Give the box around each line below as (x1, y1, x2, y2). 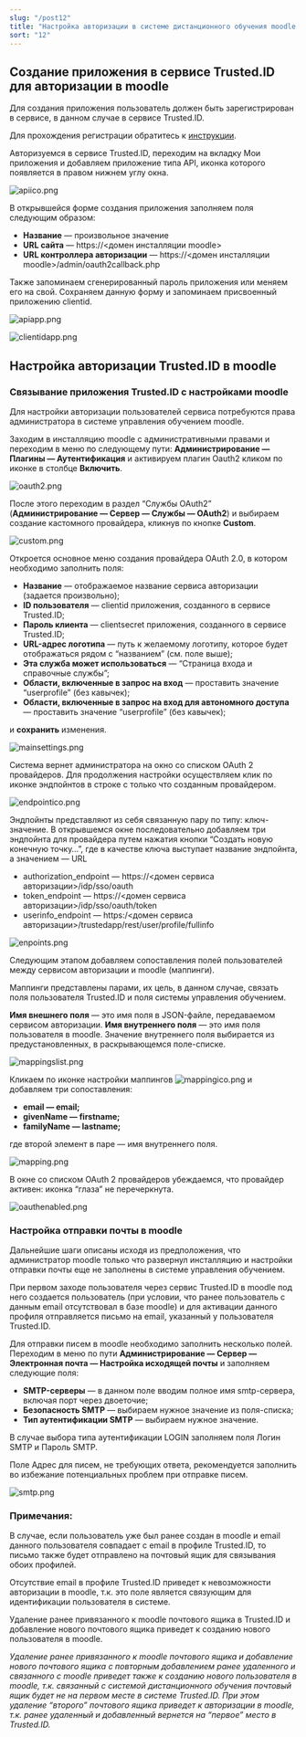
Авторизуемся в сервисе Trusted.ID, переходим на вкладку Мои (9, 148, 261, 159)
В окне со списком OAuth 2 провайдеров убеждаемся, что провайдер (9, 1174, 285, 1184)
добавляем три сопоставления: (9, 1083, 132, 1094)
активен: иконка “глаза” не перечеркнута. (9, 1184, 174, 1195)
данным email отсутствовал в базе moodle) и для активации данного (9, 1301, 279, 1312)
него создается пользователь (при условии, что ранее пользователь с (9, 1291, 286, 1302)
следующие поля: (9, 1367, 79, 1379)
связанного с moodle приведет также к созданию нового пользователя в (9, 1670, 297, 1681)
